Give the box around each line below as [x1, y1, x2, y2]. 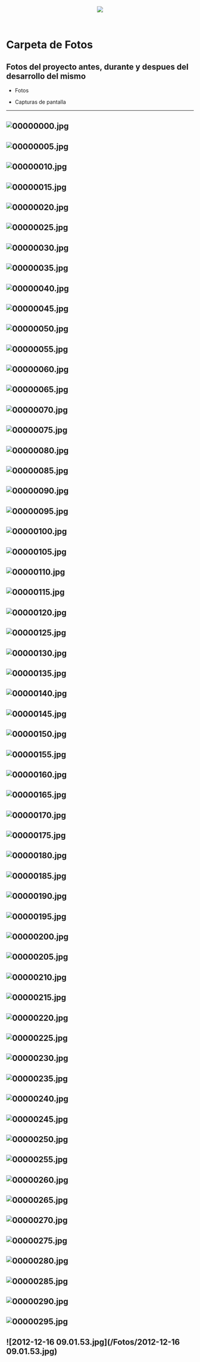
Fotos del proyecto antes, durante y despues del [6, 61, 189, 72]
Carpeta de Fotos [6, 38, 93, 52]
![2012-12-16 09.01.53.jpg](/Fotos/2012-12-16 [6, 1337, 180, 1347]
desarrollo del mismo [6, 71, 86, 81]
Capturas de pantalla [14, 98, 67, 106]
